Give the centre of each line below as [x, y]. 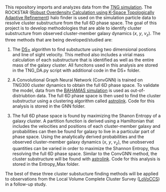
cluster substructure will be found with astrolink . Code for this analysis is [86, 159]
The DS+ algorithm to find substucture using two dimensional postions [84, 49]
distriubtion [24, 95]
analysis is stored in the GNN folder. [49, 106]
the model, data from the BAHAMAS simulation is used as [71, 90]
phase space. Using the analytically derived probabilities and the [78, 136]
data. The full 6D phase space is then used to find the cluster [99, 95]
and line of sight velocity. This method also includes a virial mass [78, 54]
